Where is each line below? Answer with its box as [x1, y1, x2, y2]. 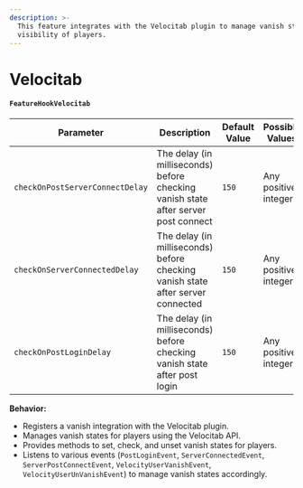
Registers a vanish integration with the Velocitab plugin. [22, 420, 230, 431]
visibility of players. [17, 30, 106, 39]
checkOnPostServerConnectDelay [14, 182, 149, 192]
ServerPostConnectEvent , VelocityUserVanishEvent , [22, 458, 212, 470]
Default [222, 120, 255, 133]
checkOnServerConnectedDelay [14, 264, 139, 275]
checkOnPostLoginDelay [14, 347, 111, 357]
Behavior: [9, 403, 47, 414]
